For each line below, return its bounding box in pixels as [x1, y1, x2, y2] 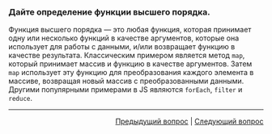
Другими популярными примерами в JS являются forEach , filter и [8, 85, 243, 94]
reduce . [8, 94, 32, 103]
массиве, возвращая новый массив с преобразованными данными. [8, 76, 244, 86]
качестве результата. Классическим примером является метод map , [8, 51, 245, 61]
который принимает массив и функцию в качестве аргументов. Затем [8, 59, 253, 69]
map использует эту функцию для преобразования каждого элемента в [8, 68, 254, 77]
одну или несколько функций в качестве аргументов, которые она [8, 33, 240, 43]
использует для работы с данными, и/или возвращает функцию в [8, 42, 236, 52]
